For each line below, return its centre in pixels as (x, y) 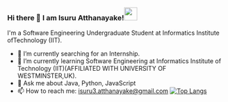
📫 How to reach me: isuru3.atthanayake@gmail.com (93, 91)
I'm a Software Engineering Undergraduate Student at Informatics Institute (114, 33)
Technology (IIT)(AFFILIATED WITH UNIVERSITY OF (92, 69)
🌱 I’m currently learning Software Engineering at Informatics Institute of (119, 61)
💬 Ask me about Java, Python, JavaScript (76, 83)
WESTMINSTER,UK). (47, 76)
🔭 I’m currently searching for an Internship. (79, 54)
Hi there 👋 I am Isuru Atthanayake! (66, 17)
